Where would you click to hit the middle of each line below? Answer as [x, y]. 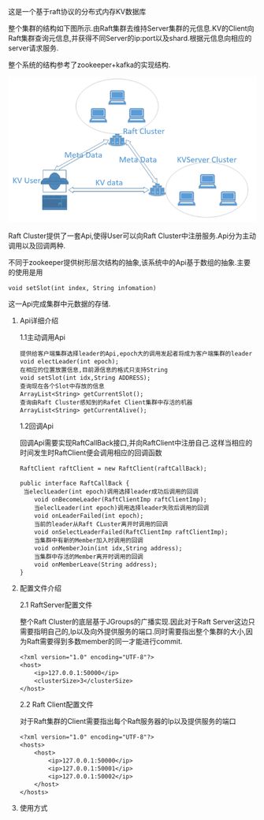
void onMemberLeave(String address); [96, 565]
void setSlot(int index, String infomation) [82, 289]
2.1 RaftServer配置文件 [56, 605]
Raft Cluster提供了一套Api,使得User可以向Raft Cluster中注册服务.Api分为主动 [132, 236]
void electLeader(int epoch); [69, 362]
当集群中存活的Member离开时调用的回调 [89, 557]
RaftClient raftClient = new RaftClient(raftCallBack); [113, 469]
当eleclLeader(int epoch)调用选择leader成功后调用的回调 [111, 492]
